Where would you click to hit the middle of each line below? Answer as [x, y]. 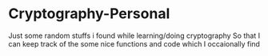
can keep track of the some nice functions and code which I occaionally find [134, 43]
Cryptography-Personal [89, 14]
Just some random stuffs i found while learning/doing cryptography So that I [134, 35]
